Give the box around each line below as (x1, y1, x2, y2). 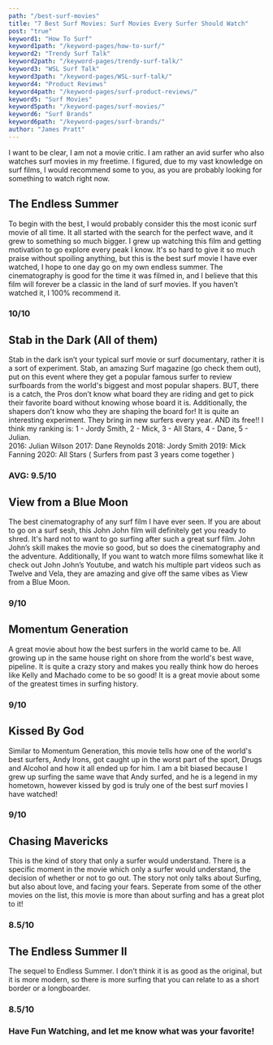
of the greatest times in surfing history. (8, 678, 139, 688)
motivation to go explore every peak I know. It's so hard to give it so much (8, 245, 256, 255)
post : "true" (8, 27, 53, 35)
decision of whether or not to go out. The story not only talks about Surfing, (8, 873, 262, 883)
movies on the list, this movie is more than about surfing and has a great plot (8, 890, 265, 900)
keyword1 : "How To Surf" (8, 34, 93, 43)
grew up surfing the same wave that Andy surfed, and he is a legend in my (8, 772, 258, 782)
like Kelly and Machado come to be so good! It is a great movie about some (8, 670, 260, 680)
